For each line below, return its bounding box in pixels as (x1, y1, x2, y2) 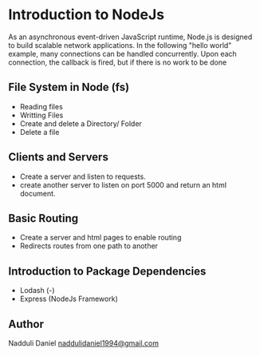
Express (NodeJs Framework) (19, 294, 118, 304)
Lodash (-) (19, 286, 55, 295)
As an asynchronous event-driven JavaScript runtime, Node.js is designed (8, 32, 253, 42)
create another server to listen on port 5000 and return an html (19, 180, 227, 189)
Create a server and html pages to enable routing (19, 233, 182, 243)
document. (19, 188, 56, 198)
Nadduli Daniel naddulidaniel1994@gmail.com (8, 338, 160, 348)
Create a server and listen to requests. (19, 172, 146, 181)
